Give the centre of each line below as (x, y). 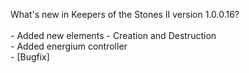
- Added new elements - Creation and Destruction (113, 35)
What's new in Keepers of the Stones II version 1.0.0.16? (125, 14)
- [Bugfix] (30, 57)
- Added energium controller (69, 46)
